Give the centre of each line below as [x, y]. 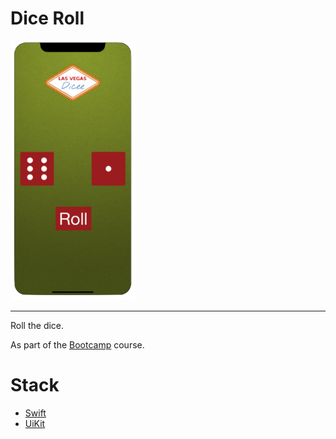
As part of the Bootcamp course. [77, 344]
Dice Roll [47, 18]
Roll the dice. [37, 325]
